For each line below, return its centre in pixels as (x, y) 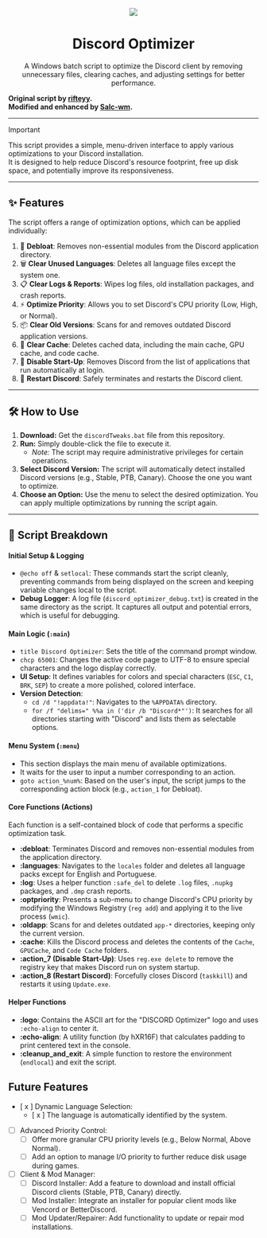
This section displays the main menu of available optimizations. (123, 763)
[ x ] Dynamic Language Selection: (76, 1106)
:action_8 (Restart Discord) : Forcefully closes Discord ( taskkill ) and (133, 975)
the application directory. (60, 857)
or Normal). (39, 315)
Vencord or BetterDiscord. (74, 1209)
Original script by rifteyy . (50, 98)
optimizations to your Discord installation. (76, 153)
